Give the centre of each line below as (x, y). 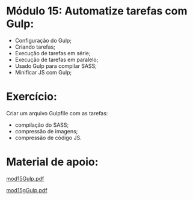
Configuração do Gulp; (43, 40)
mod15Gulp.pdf (25, 178)
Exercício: (32, 97)
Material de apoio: (52, 162)
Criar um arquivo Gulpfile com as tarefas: (57, 113)
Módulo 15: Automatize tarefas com (97, 11)
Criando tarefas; (35, 47)
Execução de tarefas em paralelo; (57, 59)
